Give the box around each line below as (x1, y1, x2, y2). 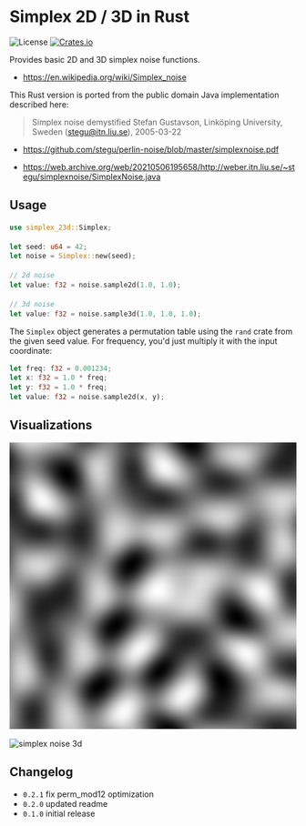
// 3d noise (9, 299, 55, 308)
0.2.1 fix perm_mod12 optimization (22, 789, 155, 800)
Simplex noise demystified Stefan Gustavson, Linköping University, (31, 116, 283, 127)
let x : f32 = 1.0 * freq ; (9, 373, 107, 383)
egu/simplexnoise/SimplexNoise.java (22, 171, 161, 182)
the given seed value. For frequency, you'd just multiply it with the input (9, 335, 278, 347)
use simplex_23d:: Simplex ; (9, 223, 112, 232)
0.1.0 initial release (22, 808, 96, 819)
